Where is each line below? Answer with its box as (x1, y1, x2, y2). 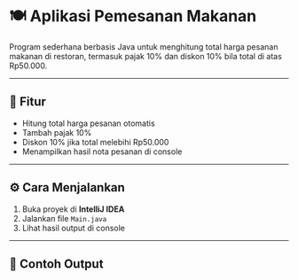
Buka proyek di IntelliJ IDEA (21, 204, 125, 214)
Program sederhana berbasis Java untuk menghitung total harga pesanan (9, 41, 278, 52)
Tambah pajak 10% (21, 127, 92, 137)
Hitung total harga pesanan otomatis (21, 118, 155, 128)
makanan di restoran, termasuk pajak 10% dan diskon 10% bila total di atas (9, 51, 282, 61)
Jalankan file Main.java (21, 213, 107, 223)
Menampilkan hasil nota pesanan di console (21, 146, 183, 157)
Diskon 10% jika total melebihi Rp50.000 (21, 136, 169, 147)
